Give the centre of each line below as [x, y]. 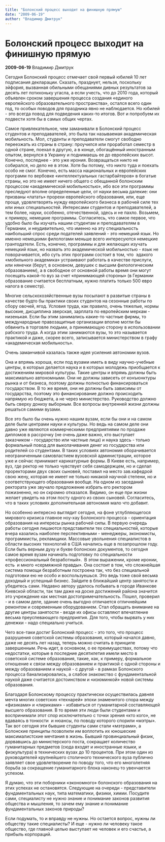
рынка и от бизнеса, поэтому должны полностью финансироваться [76, 383]
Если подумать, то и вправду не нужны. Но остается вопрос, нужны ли [80, 819]
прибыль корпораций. [28, 834]
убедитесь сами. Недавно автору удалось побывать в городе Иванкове [81, 586]
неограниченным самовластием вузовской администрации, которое [78, 456]
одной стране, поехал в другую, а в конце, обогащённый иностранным [80, 150]
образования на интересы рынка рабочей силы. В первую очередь [76, 523]
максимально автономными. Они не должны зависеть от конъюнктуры [81, 378]
